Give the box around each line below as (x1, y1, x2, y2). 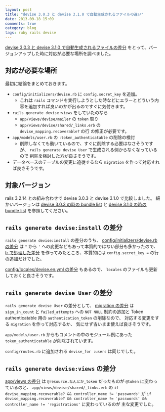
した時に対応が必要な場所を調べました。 (31, 50, 114, 56)
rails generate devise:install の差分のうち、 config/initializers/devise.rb (5, 237, 158, 243)
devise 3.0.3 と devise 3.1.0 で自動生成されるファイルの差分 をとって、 (5, 45, 149, 50)
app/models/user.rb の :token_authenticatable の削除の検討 (12, 134, 135, 140)
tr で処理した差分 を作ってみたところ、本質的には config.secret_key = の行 (5, 250, 159, 256)
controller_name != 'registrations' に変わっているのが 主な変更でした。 (5, 401, 157, 407)
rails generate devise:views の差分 (5, 364, 116, 372)
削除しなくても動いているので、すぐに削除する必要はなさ (19, 140, 136, 146)
